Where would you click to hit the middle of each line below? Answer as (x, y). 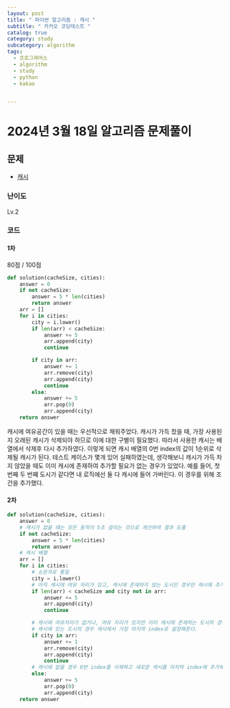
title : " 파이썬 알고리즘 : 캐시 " (51, 20)
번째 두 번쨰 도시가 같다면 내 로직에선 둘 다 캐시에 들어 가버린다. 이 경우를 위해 (111, 474)
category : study (30, 39)
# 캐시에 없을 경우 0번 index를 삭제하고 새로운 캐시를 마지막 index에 (119, 668)
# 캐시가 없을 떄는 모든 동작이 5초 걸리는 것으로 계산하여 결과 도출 (103, 527)
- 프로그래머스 (30, 58)
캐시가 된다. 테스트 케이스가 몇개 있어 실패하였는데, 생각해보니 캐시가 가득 (117, 457)
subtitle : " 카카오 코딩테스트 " (49, 26)
